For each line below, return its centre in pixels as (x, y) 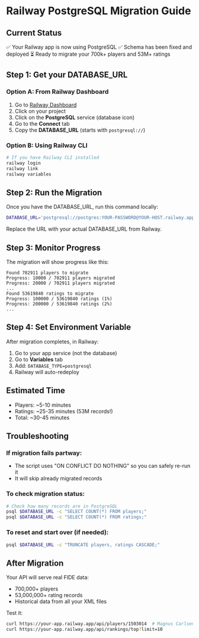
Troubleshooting (38, 436)
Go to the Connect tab (42, 123)
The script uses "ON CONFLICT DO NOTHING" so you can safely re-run (102, 466)
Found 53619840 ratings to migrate (50, 294)
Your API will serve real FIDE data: (47, 578)
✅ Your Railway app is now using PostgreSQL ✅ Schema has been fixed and (99, 47)
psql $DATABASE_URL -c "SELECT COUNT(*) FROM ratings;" (76, 517)
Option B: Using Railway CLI (47, 145)
